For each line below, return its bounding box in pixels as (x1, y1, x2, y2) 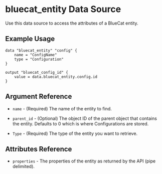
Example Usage (5, 35, 55, 43)
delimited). (12, 163, 35, 169)
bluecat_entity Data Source (5, 4, 121, 15)
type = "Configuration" (14, 57, 64, 62)
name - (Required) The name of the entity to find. (12, 105, 112, 111)
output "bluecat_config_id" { (5, 70, 69, 75)
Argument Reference (5, 92, 72, 101)
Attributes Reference (5, 144, 72, 153)
